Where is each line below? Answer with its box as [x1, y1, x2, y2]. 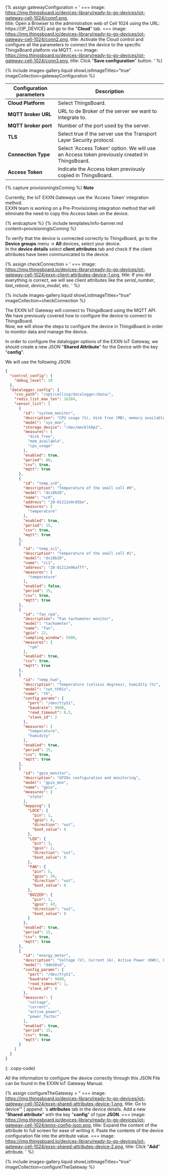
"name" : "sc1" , [23, 560, 55, 565]
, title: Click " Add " [123, 1143, 160, 1149]
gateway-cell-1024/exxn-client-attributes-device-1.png [5, 272, 120, 278]
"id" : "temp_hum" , [23, 677, 62, 682]
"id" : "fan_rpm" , [23, 612, 59, 617]
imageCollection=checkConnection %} [5, 298, 86, 303]
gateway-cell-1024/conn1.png [5, 15, 67, 21]
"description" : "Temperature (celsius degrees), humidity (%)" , [23, 682, 161, 687]
